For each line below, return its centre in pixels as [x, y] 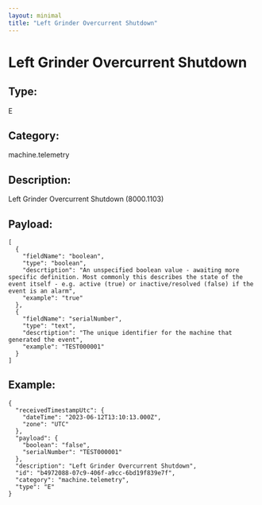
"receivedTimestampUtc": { [60, 410]
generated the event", [46, 340]
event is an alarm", [42, 291]
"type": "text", [50, 326]
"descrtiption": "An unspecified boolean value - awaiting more [131, 270]
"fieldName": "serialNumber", [73, 319]
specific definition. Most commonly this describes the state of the [126, 277]
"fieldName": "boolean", [64, 256]
